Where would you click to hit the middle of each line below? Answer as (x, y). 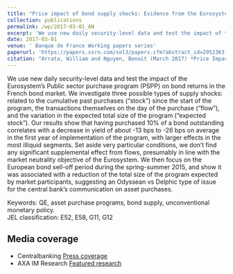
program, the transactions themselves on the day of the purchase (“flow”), (113, 108)
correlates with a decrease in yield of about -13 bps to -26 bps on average (113, 130)
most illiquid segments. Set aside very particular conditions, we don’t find (112, 145)
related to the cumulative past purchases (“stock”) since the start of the (110, 101)
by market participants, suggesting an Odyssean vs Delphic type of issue (112, 182)
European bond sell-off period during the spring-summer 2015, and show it (114, 166)
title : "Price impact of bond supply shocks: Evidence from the (102, 14)
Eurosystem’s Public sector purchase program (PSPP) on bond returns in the (116, 86)
